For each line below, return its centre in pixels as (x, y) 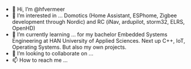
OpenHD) (24, 28)
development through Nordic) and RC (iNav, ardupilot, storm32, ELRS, (98, 22)
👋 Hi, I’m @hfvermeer (38, 9)
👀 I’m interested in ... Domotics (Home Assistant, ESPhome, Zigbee (94, 15)
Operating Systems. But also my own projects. (69, 47)
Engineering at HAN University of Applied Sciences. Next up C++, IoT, (99, 41)
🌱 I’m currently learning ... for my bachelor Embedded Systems (89, 34)
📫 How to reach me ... (40, 60)
